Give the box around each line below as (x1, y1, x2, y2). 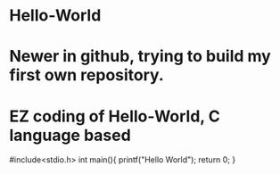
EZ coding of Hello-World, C (9, 106, 220, 126)
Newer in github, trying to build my (9, 46, 272, 67)
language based (9, 125, 131, 145)
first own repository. (9, 65, 165, 86)
